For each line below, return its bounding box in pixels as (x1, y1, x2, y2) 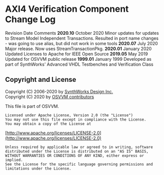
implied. (5, 157, 23, 162)
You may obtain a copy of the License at (5, 121, 92, 126)
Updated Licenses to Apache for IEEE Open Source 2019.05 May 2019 (5, 50, 148, 57)
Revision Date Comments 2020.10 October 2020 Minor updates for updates (5, 30, 159, 36)
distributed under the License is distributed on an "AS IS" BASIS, (5, 149, 149, 154)
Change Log (5, 14, 56, 25)
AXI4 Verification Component (5, 3, 129, 15)
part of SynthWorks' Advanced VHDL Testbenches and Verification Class (5, 61, 154, 67)
